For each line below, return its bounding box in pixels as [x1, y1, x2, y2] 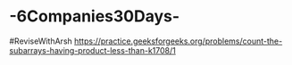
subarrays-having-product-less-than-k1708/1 [9, 45, 176, 55]
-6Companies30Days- [9, 6, 180, 27]
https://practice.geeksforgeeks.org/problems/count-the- [74, 36, 283, 46]
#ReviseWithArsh [9, 36, 73, 46]
